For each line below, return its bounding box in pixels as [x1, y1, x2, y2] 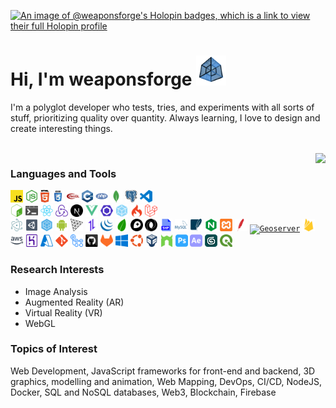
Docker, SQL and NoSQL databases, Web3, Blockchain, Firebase [10, 386, 277, 398]
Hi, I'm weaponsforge [10, 68, 193, 91]
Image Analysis [24, 285, 88, 297]
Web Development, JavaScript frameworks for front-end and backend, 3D [10, 365, 316, 377]
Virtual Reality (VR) [24, 306, 103, 319]
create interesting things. [10, 122, 113, 134]
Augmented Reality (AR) [24, 296, 125, 308]
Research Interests [10, 263, 105, 277]
